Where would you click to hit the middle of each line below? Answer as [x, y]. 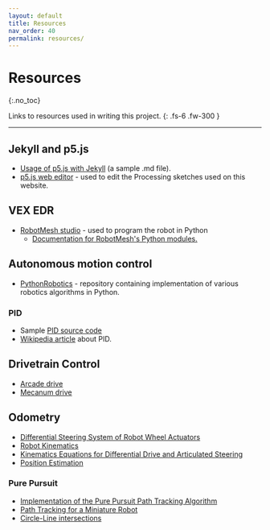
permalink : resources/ [46, 38]
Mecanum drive [46, 392]
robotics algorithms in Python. [70, 292]
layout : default [35, 16]
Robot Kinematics [49, 445]
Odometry [35, 418]
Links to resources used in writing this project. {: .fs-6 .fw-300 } [114, 116]
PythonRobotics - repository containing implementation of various [129, 284]
